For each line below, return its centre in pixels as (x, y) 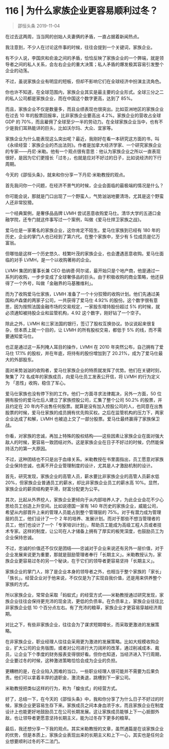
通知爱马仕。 (23, 336)
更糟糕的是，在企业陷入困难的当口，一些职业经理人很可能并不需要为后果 (80, 671)
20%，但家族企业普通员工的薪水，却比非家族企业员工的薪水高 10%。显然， (83, 483)
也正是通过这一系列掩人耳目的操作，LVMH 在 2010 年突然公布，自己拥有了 (82, 347)
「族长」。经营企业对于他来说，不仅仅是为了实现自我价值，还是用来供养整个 (83, 578)
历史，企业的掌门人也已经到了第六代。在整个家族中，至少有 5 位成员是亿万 (83, 236)
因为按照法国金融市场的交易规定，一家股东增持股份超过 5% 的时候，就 (87, 306)
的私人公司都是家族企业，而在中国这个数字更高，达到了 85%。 (70, 98)
